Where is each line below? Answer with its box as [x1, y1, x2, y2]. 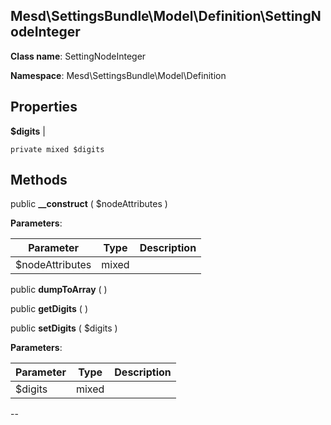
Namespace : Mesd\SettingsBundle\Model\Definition [10, 69, 227, 81]
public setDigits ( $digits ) [10, 322, 118, 334]
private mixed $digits [10, 144, 105, 154]
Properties [10, 99, 78, 116]
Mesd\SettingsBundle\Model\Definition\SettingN [10, 8, 322, 25]
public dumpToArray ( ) [10, 284, 108, 296]
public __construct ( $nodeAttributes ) [10, 198, 168, 210]
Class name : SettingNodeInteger [10, 50, 147, 62]
